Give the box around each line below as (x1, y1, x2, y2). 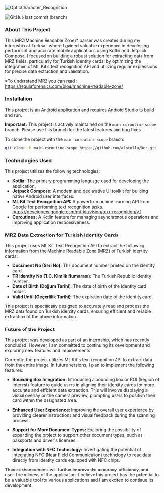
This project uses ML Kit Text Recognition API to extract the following (5, 243, 145, 249)
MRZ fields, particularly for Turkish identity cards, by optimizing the (5, 58, 141, 64)
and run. (5, 112, 22, 117)
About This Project (5, 26, 50, 33)
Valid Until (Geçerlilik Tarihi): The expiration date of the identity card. (12, 294, 153, 300)
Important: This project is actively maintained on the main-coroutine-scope (5, 121, 156, 127)
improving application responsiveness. (12, 219, 91, 225)
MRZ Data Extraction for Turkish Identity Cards (5, 232, 119, 238)
